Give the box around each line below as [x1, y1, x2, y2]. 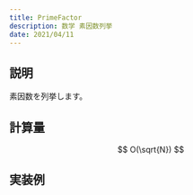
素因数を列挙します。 [9, 91, 88, 102]
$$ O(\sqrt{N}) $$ [117, 145, 185, 155]
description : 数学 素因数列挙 [9, 22, 113, 31]
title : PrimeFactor [9, 13, 83, 22]
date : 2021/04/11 [9, 30, 75, 39]
